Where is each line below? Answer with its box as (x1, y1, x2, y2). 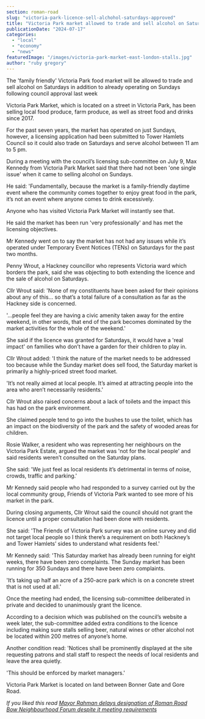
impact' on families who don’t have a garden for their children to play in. (6, 343, 187, 350)
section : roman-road (6, 9, 59, 15)
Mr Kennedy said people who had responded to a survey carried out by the (6, 484, 195, 491)
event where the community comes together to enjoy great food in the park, (6, 188, 197, 196)
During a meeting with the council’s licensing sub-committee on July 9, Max (6, 157, 197, 165)
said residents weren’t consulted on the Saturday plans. (6, 454, 146, 461)
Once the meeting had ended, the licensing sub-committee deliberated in (6, 595, 190, 602)
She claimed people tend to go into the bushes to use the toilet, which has (6, 416, 193, 423)
